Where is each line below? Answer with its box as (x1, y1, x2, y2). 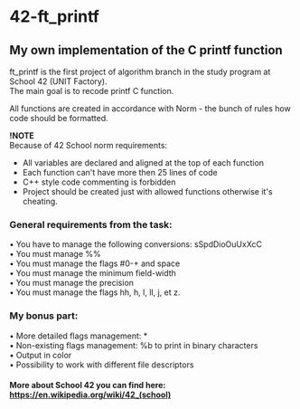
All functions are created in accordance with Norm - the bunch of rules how (9, 103, 291, 114)
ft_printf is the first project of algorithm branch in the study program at (9, 66, 271, 77)
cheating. (22, 196, 59, 206)
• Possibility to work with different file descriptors (9, 359, 194, 370)
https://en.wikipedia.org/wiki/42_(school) (9, 389, 172, 400)
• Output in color (9, 349, 72, 360)
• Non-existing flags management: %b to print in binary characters (9, 339, 258, 350)
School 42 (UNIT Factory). (9, 76, 108, 87)
